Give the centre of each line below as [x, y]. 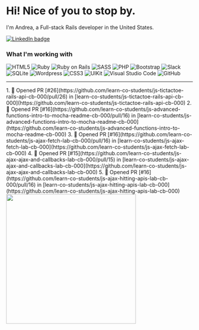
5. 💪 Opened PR [118, 172]
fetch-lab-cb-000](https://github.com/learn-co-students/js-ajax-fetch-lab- [98, 147]
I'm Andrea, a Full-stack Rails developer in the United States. [80, 27]
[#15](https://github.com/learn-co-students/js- [125, 153]
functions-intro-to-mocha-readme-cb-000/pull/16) [68, 116]
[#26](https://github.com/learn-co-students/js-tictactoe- [115, 91]
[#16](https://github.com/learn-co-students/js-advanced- [110, 109]
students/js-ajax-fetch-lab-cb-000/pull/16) [58, 141]
